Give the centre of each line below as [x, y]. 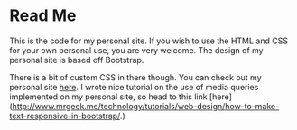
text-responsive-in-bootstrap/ [65, 116]
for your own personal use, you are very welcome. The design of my [136, 50]
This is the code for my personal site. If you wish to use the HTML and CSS [149, 41]
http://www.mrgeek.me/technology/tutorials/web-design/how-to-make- [146, 106]
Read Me [43, 16]
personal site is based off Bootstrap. [77, 60]
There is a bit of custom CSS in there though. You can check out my [135, 77]
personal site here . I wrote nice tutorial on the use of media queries [134, 87]
